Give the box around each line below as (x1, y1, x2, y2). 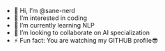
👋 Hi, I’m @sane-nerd (13, 7, 75, 14)
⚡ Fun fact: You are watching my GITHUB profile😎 (13, 37, 159, 44)
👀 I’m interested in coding (13, 14, 88, 22)
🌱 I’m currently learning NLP (13, 21, 95, 29)
